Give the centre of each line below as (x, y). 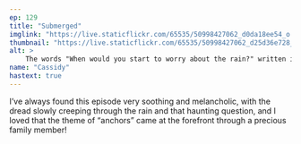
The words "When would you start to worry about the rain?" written (156, 59)
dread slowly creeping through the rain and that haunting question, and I (142, 110)
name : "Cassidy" (39, 68)
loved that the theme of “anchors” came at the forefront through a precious (148, 120)
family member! (38, 130)
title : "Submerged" (46, 26)
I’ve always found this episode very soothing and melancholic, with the (140, 101)
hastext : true (36, 76)
